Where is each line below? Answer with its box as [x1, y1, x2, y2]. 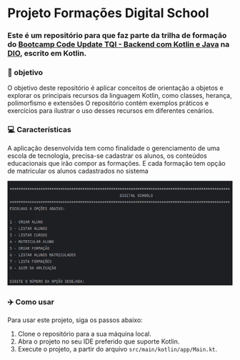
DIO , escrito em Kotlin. [7, 49, 87, 59]
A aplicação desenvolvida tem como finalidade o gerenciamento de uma [7, 144, 220, 152]
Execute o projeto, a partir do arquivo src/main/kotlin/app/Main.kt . [17, 345, 218, 354]
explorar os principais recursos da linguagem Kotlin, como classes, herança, [7, 91, 232, 100]
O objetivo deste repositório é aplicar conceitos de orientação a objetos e [7, 84, 224, 92]
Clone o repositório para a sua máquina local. [17, 330, 151, 339]
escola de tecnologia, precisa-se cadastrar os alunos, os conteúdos [7, 151, 207, 160]
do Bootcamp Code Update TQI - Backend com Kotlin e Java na [7, 39, 230, 49]
